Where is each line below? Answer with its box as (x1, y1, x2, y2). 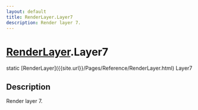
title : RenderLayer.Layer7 (6, 14, 73, 20)
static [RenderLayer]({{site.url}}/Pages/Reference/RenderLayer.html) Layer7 (6, 64, 193, 72)
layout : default (6, 8, 46, 15)
